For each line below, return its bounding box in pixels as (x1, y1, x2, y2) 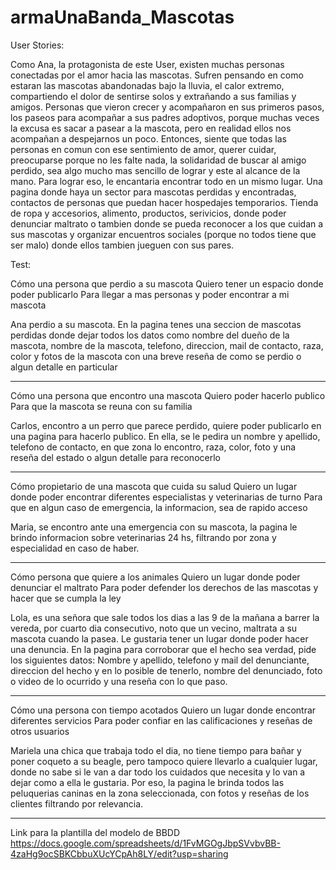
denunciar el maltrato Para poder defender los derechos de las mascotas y (10, 581, 319, 593)
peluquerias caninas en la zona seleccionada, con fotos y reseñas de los (10, 787, 310, 799)
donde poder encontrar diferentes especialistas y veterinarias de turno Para (10, 491, 323, 503)
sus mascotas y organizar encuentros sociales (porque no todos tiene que (10, 228, 317, 240)
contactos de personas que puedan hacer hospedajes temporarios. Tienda (10, 196, 319, 208)
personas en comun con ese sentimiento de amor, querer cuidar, (10, 143, 277, 155)
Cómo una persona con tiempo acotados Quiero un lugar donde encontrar (10, 704, 317, 716)
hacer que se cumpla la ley (10, 592, 122, 604)
